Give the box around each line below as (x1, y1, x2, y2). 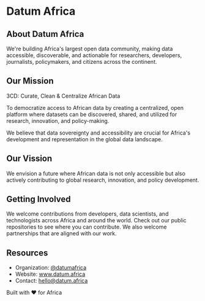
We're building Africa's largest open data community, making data (6, 45, 173, 52)
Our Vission (6, 154, 53, 164)
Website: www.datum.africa (15, 270, 86, 278)
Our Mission (6, 76, 54, 87)
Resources (6, 248, 48, 258)
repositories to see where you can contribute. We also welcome (6, 223, 167, 231)
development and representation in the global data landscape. (6, 135, 163, 143)
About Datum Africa (6, 29, 84, 39)
